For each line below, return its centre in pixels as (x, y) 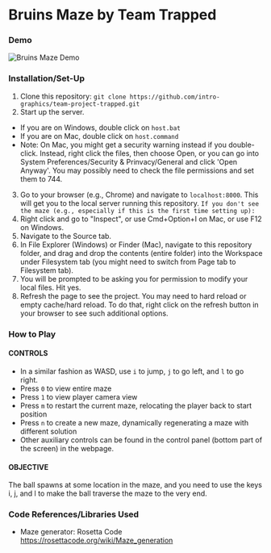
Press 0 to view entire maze (66, 388)
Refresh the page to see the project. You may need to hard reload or (133, 295)
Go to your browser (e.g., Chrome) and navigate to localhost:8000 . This (139, 195)
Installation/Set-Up (46, 78)
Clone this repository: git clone (73, 96)
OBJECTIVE (29, 467)
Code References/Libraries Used (74, 514)
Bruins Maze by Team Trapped (113, 15)
